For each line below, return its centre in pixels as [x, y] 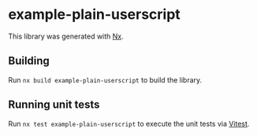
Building [29, 61]
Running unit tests [54, 105]
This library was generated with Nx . [66, 36]
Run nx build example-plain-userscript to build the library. [105, 79]
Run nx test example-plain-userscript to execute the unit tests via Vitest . [129, 123]
